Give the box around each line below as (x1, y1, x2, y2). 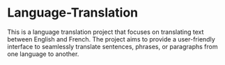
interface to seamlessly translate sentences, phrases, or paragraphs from (7, 42, 218, 50)
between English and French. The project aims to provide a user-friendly (7, 35, 215, 43)
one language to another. (7, 50, 79, 58)
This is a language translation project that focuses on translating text (7, 28, 204, 36)
